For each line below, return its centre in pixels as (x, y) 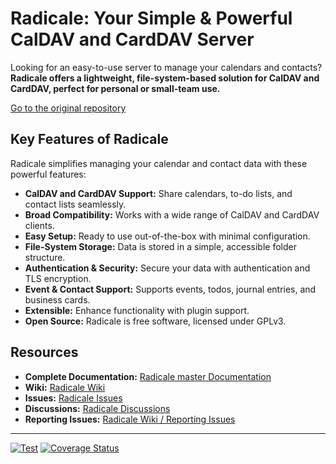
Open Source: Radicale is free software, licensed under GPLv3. (155, 321)
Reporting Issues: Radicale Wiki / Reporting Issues (130, 419)
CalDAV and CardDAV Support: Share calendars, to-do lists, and (158, 193)
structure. (45, 257)
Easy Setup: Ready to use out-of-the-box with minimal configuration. (167, 236)
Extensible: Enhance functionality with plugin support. (137, 310)
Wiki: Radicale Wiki (65, 387)
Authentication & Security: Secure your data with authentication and (167, 268)
